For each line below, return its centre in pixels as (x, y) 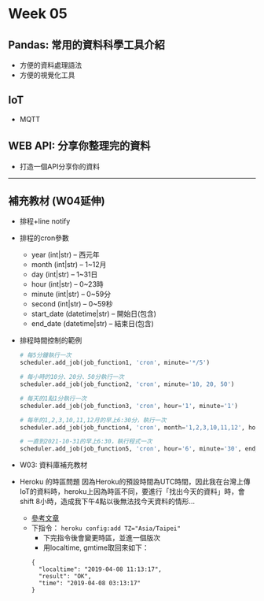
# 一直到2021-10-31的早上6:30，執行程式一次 (86, 442)
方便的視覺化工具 (47, 75)
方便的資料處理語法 (51, 65)
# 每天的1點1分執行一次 (53, 399)
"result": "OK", (65, 577)
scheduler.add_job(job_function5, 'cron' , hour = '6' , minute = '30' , (130, 449)
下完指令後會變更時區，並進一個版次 (102, 538)
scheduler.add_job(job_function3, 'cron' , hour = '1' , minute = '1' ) (128, 406)
